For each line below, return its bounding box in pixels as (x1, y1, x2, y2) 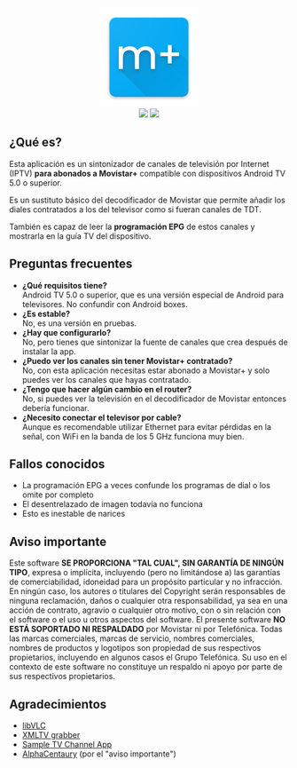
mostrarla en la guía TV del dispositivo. (9, 230, 152, 241)
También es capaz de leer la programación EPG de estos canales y (9, 221, 255, 232)
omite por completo (21, 489, 95, 500)
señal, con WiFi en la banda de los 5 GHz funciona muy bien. (21, 431, 245, 441)
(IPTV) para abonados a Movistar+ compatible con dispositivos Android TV (9, 168, 286, 178)
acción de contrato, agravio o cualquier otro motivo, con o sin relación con (9, 605, 282, 615)
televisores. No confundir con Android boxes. (21, 298, 188, 309)
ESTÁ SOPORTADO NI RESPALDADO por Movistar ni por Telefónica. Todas (9, 624, 283, 635)
